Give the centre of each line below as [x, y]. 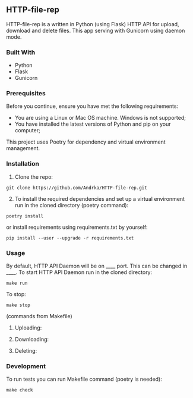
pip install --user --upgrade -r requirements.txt [70, 238]
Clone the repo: [34, 177]
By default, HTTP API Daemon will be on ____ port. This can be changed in [97, 266]
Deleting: [26, 351]
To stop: [16, 294]
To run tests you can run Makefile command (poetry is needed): [84, 379]
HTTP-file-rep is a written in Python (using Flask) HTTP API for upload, [93, 24]
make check [20, 390]
